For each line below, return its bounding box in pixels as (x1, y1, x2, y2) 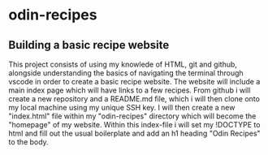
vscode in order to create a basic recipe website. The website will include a (8, 77, 261, 86)
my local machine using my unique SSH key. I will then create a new (8, 103, 236, 112)
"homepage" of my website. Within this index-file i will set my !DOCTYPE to (8, 120, 261, 129)
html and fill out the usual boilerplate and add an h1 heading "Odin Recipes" (8, 128, 262, 138)
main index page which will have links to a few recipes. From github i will (8, 85, 251, 95)
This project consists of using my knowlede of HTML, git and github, (8, 59, 238, 69)
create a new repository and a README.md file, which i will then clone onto (8, 94, 260, 103)
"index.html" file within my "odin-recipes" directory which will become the (8, 111, 257, 121)
